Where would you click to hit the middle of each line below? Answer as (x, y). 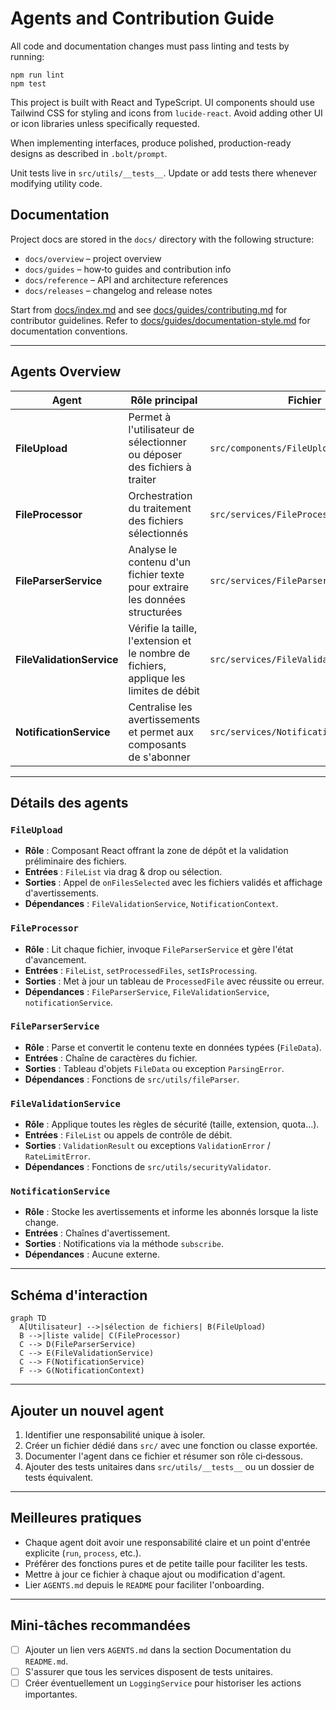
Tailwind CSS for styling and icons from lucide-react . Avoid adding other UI (166, 113)
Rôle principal (164, 400)
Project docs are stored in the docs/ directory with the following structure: (162, 239)
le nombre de (159, 653)
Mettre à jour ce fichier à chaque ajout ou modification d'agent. (155, 1574)
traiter (142, 479)
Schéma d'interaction (79, 1295)
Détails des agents (69, 802)
